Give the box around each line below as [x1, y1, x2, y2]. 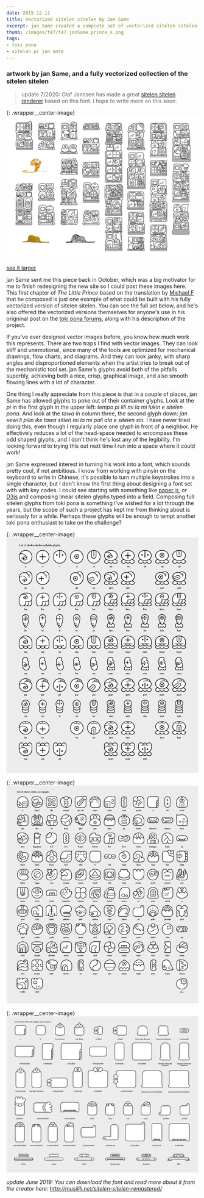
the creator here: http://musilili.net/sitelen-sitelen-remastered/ [6, 1185, 163, 1192]
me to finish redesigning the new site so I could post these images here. [6, 282, 187, 290]
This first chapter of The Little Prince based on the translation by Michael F [6, 289, 194, 296]
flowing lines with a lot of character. [6, 379, 96, 386]
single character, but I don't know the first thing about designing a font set [6, 480, 192, 487]
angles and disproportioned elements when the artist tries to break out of [6, 359, 190, 367]
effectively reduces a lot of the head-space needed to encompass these [6, 429, 188, 437]
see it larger [6, 264, 37, 271]
